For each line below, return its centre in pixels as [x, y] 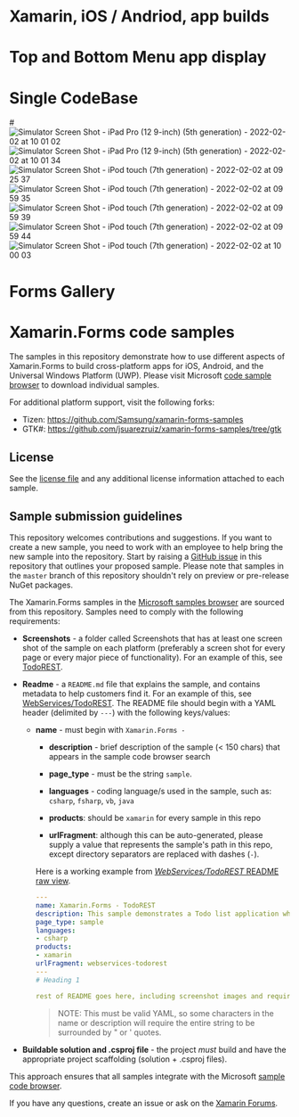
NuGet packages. [41, 585]
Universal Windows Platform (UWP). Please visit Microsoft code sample [140, 375]
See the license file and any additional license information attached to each [147, 479]
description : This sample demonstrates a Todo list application [157, 914]
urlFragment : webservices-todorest [101, 964]
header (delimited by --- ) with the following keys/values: [126, 713]
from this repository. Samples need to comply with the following [126, 612]
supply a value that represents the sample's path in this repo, [161, 845]
